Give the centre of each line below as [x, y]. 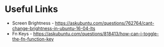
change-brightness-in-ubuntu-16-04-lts [53, 28]
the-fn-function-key [33, 39]
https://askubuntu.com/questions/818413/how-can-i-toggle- [96, 33]
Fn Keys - [22, 33]
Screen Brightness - [33, 23]
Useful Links [32, 9]
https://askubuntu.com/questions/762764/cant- [104, 23]
